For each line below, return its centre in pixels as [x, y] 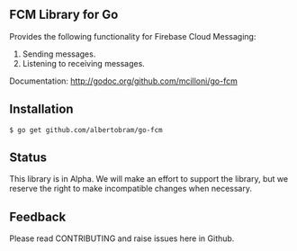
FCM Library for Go [64, 15]
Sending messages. [59, 54]
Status [28, 158]
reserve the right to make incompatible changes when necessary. [130, 189]
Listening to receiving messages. [84, 63]
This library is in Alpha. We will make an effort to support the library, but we [149, 179]
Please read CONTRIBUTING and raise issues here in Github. [122, 238]
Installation [41, 109]
